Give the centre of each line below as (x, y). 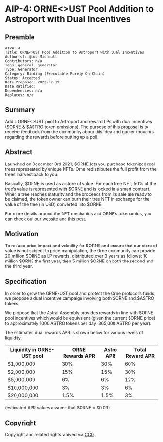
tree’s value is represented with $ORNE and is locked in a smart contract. (78, 189)
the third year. (19, 266)
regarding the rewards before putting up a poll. (52, 137)
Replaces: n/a (19, 95)
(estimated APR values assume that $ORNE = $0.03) (57, 408)
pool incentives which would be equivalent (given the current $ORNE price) (80, 318)
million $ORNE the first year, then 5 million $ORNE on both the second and (79, 261)
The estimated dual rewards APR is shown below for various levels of (74, 333)
